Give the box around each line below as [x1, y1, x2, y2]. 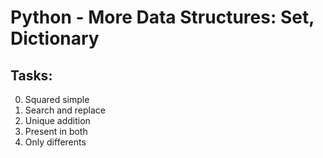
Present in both [24, 126, 88, 137]
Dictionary [10, 27, 100, 50]
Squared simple [24, 94, 90, 105]
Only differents [24, 136, 87, 148]
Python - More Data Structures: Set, [10, 6, 315, 29]
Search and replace [24, 104, 107, 116]
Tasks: [10, 67, 53, 84]
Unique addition [24, 115, 91, 126]
